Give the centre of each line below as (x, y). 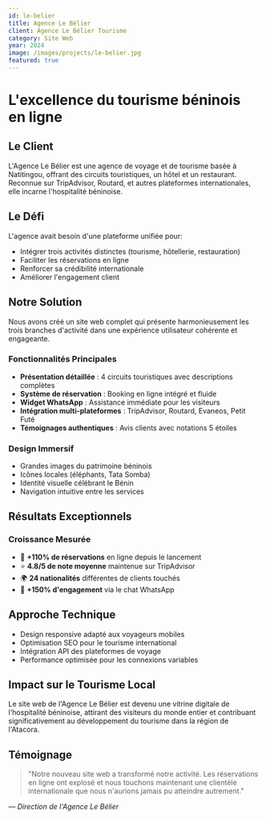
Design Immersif (41, 448)
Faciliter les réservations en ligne (75, 260)
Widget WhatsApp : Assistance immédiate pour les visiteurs (120, 402)
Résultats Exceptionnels (70, 516)
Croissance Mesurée (50, 539)
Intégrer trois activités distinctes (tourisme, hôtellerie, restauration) (130, 251)
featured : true (34, 61)
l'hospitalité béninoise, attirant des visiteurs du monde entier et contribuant (132, 712)
